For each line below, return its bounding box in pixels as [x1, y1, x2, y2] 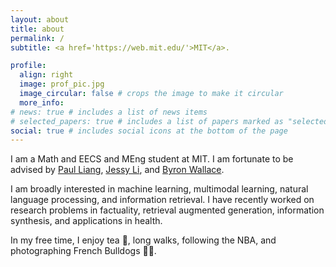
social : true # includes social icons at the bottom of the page [10, 126, 288, 136]
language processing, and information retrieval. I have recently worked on [10, 194, 315, 206]
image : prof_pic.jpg [19, 79, 105, 90]
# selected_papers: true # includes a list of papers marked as [10, 116, 284, 126]
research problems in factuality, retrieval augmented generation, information [10, 204, 325, 216]
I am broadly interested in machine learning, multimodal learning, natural [10, 183, 309, 195]
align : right [19, 70, 74, 80]
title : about [10, 24, 65, 34]
